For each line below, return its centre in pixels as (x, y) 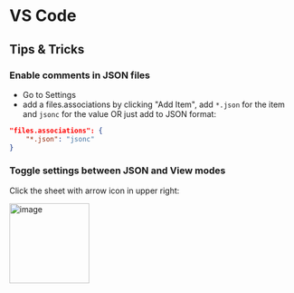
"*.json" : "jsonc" (60, 139)
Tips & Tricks (47, 49)
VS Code (43, 16)
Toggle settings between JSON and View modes (118, 171)
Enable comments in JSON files (80, 75)
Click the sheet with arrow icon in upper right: (95, 190)
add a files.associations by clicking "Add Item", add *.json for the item (153, 104)
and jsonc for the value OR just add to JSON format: (119, 113)
